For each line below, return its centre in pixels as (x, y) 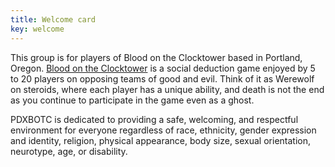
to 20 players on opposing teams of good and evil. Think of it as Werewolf (162, 78)
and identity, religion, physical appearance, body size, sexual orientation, (161, 140)
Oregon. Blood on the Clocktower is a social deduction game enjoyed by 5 (163, 68)
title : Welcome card (53, 19)
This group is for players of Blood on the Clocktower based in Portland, (156, 57)
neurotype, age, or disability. (69, 151)
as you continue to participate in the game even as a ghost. (132, 100)
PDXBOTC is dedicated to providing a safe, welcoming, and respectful (154, 119)
